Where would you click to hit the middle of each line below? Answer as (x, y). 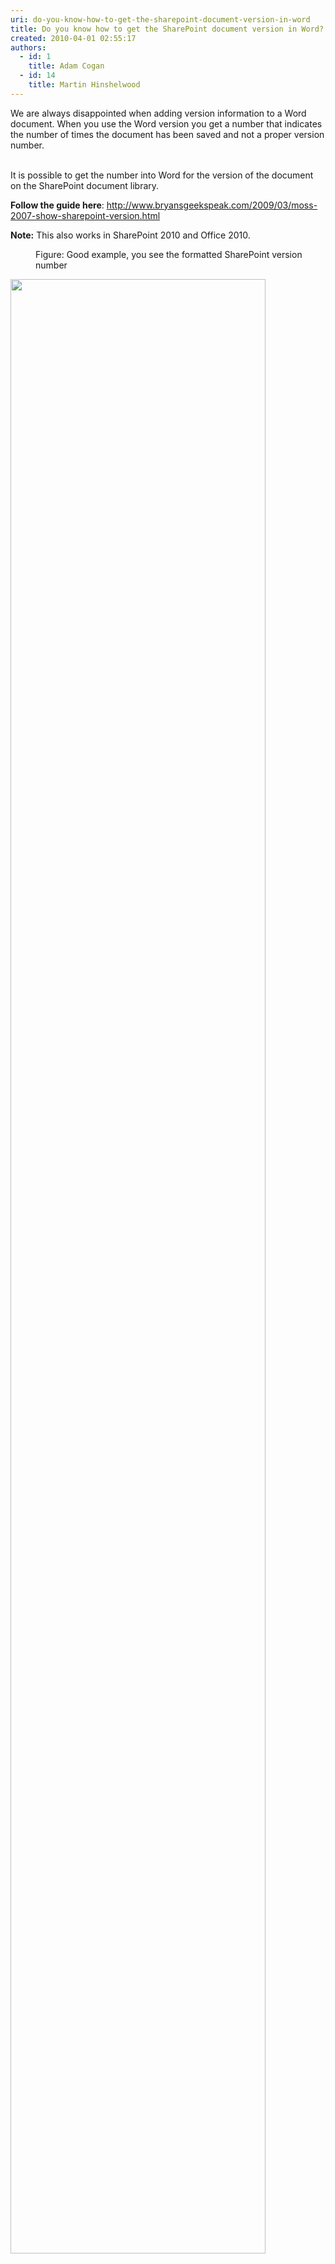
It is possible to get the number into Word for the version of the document (162, 175)
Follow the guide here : (57, 205)
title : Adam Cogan (66, 66)
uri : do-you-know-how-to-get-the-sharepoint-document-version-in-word (160, 19)
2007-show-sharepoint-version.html (85, 215)
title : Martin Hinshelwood (84, 85)
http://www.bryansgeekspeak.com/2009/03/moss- (212, 205)
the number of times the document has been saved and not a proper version (167, 134)
